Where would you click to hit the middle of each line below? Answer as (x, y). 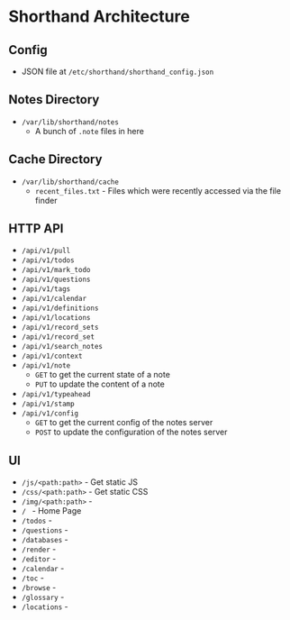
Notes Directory (54, 100)
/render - (39, 549)
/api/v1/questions (56, 280)
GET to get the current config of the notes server (124, 423)
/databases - (45, 540)
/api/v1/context (52, 356)
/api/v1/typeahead (56, 395)
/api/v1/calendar (54, 299)
